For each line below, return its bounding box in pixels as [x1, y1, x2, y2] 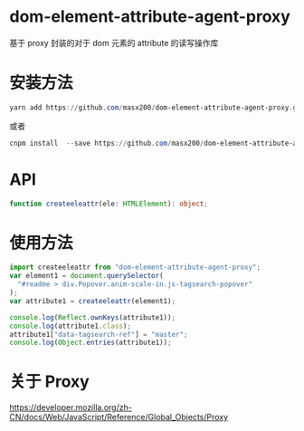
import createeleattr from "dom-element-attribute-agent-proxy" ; [9, 263, 261, 273]
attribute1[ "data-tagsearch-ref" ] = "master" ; [9, 330, 188, 339]
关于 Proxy [9, 371, 90, 392]
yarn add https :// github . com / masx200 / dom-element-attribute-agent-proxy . [9, 102, 294, 112]
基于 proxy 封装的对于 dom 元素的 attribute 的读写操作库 [9, 37, 219, 48]
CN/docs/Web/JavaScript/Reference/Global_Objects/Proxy [9, 412, 229, 423]
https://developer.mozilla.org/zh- [9, 402, 133, 413]
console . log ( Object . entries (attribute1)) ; [9, 338, 172, 348]
